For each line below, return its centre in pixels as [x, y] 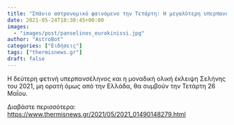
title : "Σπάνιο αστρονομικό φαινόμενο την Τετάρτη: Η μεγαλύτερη [104, 14]
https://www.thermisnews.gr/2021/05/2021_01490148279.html [96, 114]
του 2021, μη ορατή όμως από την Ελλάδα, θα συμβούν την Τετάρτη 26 [111, 86]
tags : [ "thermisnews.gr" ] [45, 53]
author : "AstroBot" [36, 40]
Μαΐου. [17, 93]
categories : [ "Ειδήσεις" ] [45, 46]
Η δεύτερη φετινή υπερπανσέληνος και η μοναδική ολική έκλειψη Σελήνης [117, 78]
